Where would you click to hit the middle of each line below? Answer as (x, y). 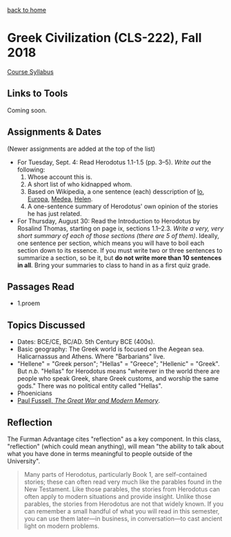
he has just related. (54, 213)
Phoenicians (35, 393)
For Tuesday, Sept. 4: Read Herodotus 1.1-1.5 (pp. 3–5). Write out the (114, 162)
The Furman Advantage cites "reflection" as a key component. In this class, (114, 439)
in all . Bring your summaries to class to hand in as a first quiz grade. (114, 265)
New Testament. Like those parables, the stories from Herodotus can (122, 489)
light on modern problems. (62, 526)
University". (24, 461)
